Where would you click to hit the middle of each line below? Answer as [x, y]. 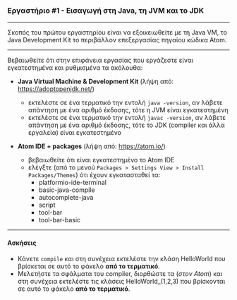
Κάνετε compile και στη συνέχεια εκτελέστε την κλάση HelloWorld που [121, 258]
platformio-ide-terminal [73, 183]
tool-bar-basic [60, 220]
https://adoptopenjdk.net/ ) [56, 89]
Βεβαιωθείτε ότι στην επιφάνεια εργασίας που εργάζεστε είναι [101, 60]
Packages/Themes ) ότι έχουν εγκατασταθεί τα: [94, 175]
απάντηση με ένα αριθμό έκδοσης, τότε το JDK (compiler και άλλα [127, 125]
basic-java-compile [67, 190]
